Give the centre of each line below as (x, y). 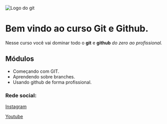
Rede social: (21, 95)
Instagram (16, 107)
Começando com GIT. (36, 71)
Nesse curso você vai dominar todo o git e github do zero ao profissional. (84, 43)
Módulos (20, 59)
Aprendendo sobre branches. (44, 76)
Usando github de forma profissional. (52, 82)
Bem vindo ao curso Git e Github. (77, 29)
